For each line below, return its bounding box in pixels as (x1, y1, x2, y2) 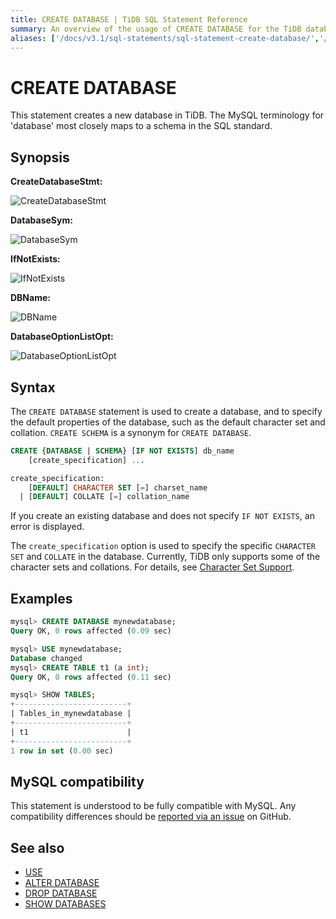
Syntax (10, 379, 56, 396)
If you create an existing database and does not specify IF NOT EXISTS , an (10, 510, 315, 522)
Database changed (10, 653, 83, 663)
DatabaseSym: (10, 214, 73, 226)
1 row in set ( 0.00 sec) (10, 746, 114, 756)
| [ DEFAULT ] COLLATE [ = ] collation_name (19, 492, 190, 502)
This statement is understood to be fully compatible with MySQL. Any (10, 800, 297, 812)
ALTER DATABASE (24, 877, 100, 889)
